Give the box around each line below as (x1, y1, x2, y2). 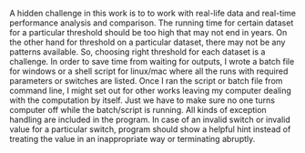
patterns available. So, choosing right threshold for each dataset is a (9, 46, 266, 57)
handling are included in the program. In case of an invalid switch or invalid (9, 114, 291, 125)
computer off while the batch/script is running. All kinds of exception (9, 105, 267, 115)
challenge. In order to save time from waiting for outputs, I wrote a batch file (9, 56, 295, 66)
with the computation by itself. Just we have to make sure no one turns (9, 95, 276, 106)
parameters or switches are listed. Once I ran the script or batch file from (9, 76, 283, 86)
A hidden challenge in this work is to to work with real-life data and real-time (9, 8, 296, 18)
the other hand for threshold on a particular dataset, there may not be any (9, 36, 286, 47)
